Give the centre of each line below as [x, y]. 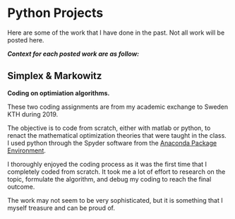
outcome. [21, 187]
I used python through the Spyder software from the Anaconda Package [112, 143]
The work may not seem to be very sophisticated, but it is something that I [115, 200]
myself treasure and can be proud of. [61, 208]
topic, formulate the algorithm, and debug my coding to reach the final [109, 179]
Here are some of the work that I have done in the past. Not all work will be [116, 32]
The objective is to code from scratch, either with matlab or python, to [109, 128]
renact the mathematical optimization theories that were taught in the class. [117, 135]
